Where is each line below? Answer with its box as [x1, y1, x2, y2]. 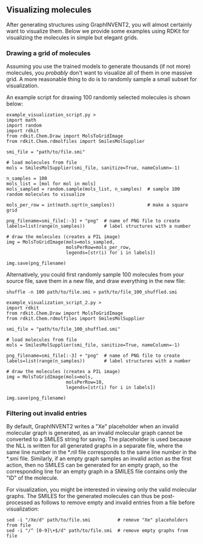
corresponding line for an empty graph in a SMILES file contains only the [6, 468, 188, 475]
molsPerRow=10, [65, 379, 104, 385]
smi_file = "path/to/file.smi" [6, 149, 85, 155]
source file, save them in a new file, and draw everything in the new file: [6, 277, 186, 285]
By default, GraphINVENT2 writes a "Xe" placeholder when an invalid [6, 423, 179, 430]
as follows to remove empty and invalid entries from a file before [34, 499, 195, 506]
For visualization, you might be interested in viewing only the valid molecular [6, 486, 197, 493]
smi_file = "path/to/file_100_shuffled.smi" [6, 327, 121, 333]
